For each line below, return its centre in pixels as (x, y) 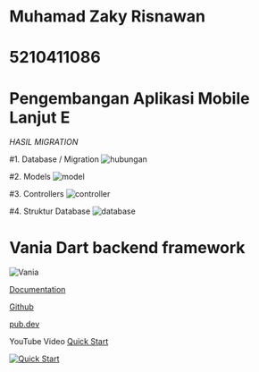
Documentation (38, 290)
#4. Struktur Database (50, 211)
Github (21, 307)
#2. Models (30, 177)
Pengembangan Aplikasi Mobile (129, 98)
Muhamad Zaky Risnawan (107, 17)
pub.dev (25, 325)
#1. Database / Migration (54, 159)
